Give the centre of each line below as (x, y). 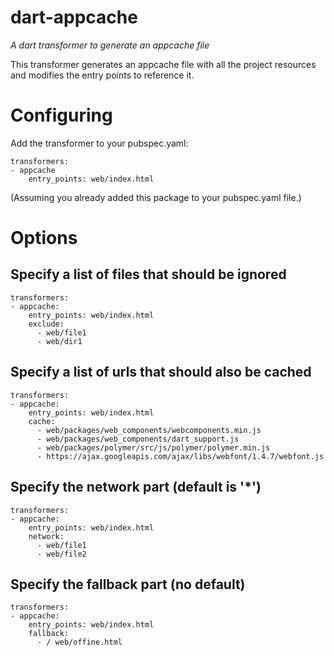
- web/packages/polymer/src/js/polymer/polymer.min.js (153, 447)
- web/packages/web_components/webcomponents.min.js (149, 430)
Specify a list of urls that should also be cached (161, 372)
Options (44, 238)
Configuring (61, 115)
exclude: (46, 324)
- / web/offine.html (79, 642)
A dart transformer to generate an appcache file (110, 45)
